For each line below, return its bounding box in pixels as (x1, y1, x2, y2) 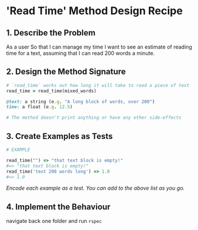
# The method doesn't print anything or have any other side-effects (6, 115, 182, 121)
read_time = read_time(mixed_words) (6, 88, 97, 94)
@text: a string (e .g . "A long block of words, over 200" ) (6, 99, 155, 105)
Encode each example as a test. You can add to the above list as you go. (6, 184, 185, 192)
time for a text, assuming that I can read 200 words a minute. (6, 50, 155, 57)
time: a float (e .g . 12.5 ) (6, 104, 73, 110)
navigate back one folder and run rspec (6, 218, 102, 225)
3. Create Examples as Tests (6, 131, 113, 141)
